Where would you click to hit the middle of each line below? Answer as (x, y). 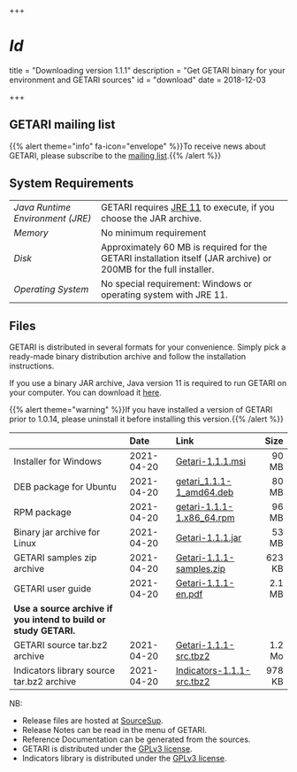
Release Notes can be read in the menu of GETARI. (114, 730)
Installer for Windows (57, 461)
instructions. (32, 366)
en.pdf (189, 594)
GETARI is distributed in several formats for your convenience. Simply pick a (148, 347)
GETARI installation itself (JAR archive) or (186, 258)
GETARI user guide (53, 589)
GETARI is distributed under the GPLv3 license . (107, 749)
